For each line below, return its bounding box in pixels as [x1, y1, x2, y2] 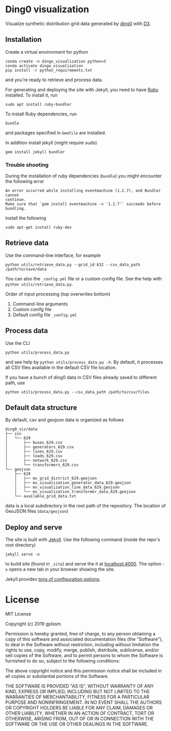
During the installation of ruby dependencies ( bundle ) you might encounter [5, 173, 162, 179]
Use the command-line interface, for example [5, 252, 101, 258]
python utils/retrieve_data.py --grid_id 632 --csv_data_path [5, 262, 140, 267]
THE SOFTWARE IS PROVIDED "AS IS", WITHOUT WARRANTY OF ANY [5, 683, 154, 689]
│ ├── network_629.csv [5, 458, 67, 463]
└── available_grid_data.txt [14, 494, 77, 499]
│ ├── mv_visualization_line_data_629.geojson [14, 485, 120, 490]
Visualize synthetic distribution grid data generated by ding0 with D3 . [5, 20, 151, 27]
